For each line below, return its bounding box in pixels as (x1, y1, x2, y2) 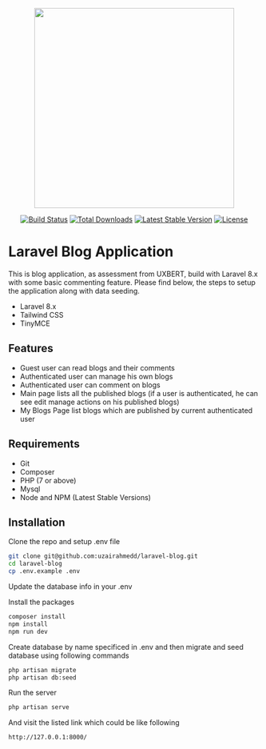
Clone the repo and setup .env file (8, 537, 121, 547)
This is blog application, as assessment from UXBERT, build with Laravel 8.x (8, 269, 258, 278)
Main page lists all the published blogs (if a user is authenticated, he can (19, 388, 258, 398)
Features (8, 342, 54, 355)
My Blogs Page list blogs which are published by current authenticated (19, 405, 253, 415)
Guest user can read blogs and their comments (19, 362, 176, 372)
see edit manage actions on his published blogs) (19, 397, 180, 407)
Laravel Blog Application (8, 242, 174, 261)
